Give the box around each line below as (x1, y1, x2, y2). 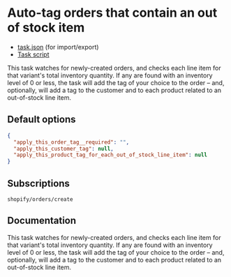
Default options (7, 114, 76, 126)
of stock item (7, 20, 85, 36)
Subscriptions (7, 177, 70, 189)
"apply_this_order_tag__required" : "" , (13, 138, 130, 146)
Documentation (7, 215, 77, 227)
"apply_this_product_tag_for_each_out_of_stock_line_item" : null (13, 151, 208, 158)
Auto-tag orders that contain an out (7, 5, 218, 21)
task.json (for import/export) (17, 43, 99, 51)
